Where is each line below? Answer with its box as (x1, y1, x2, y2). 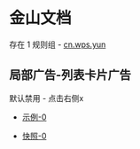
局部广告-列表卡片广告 (9, 67, 131, 82)
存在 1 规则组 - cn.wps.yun (9, 39, 106, 50)
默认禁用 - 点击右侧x (9, 92, 84, 103)
